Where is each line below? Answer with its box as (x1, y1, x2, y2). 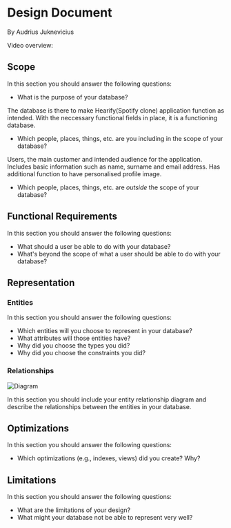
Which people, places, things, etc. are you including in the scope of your (17, 134, 223, 142)
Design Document (7, 5, 112, 21)
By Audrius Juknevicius (7, 28, 74, 36)
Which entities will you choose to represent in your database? (17, 327, 193, 335)
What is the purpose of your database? (17, 93, 128, 101)
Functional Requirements (7, 211, 117, 223)
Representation (7, 276, 75, 288)
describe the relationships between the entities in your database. (7, 402, 192, 411)
